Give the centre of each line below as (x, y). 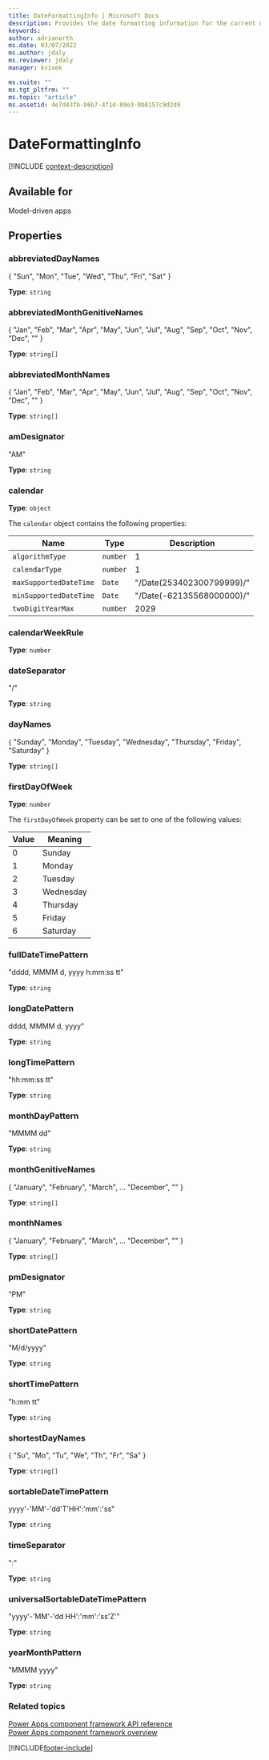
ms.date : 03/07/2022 (43, 46)
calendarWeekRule (46, 632)
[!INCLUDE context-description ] (61, 166)
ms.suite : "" (30, 82)
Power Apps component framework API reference (90, 1724)
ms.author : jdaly (37, 53)
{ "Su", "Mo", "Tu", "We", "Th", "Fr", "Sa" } (77, 1455)
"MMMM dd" (30, 1133)
